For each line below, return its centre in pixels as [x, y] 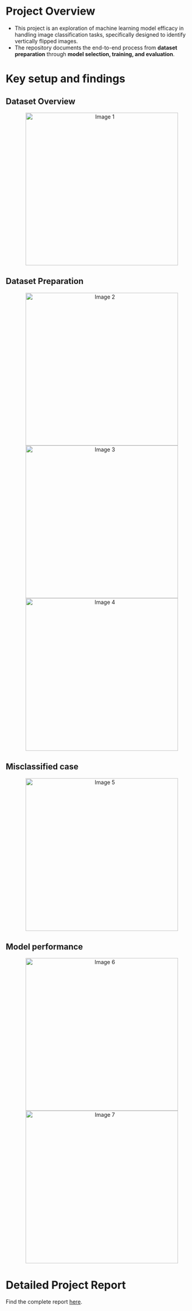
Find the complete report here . [44, 1302]
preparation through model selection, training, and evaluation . [94, 54]
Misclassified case [42, 767]
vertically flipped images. [46, 41]
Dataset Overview [41, 101]
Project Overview [51, 11]
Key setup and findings [66, 79]
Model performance [44, 947]
